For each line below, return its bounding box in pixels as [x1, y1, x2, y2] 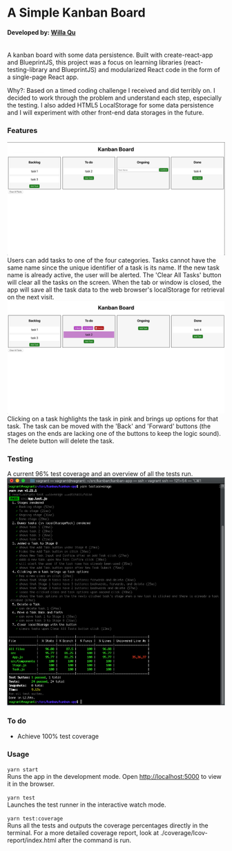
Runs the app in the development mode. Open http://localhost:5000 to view [7, 772, 222, 780]
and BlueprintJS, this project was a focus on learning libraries [7, 58, 182, 67]
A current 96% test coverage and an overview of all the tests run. [7, 470, 193, 478]
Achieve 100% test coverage [17, 732, 99, 740]
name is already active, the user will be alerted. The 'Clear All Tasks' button [7, 271, 222, 279]
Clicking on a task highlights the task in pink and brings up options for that [7, 414, 219, 423]
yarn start [7, 766, 39, 773]
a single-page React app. [7, 73, 79, 81]
